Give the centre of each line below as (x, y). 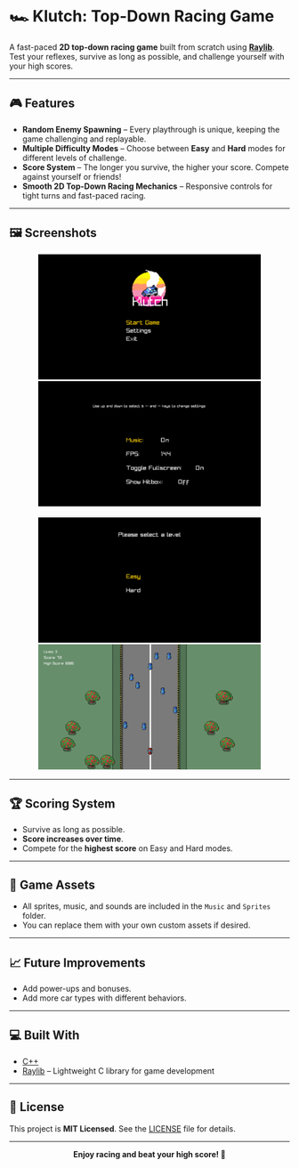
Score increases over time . (73, 839)
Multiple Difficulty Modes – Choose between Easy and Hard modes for (154, 148)
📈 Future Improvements (77, 963)
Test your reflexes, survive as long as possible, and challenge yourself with (147, 56)
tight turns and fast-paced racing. (84, 195)
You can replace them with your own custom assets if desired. (136, 925)
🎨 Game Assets (53, 884)
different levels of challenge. (74, 158)
